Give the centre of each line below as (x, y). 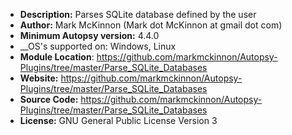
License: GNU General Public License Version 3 (118, 120)
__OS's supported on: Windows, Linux (98, 46)
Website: (39, 78)
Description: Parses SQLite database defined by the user (138, 14)
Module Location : (57, 57)
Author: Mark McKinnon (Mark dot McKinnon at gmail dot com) (151, 25)
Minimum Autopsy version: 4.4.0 (89, 35)
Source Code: (49, 99)
